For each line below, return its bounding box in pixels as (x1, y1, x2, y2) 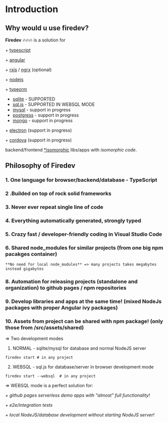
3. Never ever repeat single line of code (5, 203, 103, 210)
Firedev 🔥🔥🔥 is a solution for (5, 37, 66, 43)
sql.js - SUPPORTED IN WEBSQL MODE (12, 101, 95, 107)
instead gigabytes (5, 267, 44, 272)
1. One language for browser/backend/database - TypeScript (5, 177, 157, 184)
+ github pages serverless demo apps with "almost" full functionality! (5, 392, 150, 398)
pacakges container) (5, 250, 58, 257)
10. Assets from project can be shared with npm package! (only (5, 318, 163, 325)
